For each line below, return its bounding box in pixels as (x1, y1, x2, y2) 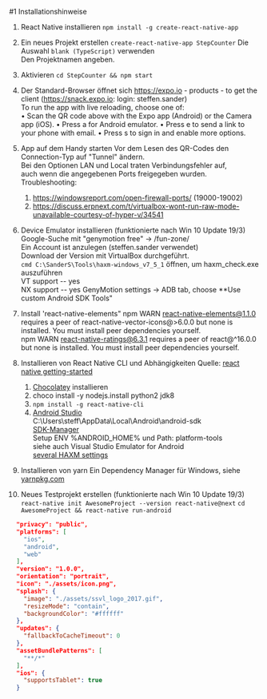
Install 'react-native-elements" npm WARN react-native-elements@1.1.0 (20, 309, 257, 318)
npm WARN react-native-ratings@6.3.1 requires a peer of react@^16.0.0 (20, 335, 257, 344)
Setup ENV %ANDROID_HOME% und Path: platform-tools (32, 433, 223, 443)
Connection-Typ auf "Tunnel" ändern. (20, 152, 145, 161)
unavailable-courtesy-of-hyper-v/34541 (32, 210, 164, 219)
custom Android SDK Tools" (20, 293, 113, 303)
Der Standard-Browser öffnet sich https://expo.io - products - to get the (20, 85, 258, 95)
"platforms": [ (16, 527, 67, 536)
